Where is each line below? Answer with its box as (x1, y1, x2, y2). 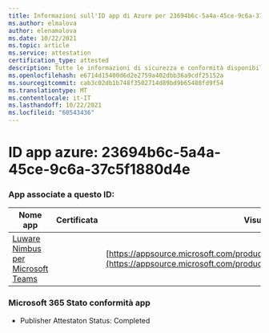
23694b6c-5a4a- (101, 144, 222, 161)
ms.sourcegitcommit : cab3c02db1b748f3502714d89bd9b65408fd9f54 (8, 79, 224, 87)
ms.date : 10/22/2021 (8, 34, 78, 43)
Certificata (55, 214, 98, 225)
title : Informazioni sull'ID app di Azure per (8, 11, 167, 20)
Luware (12, 234, 41, 245)
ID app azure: (8, 144, 98, 161)
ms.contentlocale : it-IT (8, 94, 91, 102)
